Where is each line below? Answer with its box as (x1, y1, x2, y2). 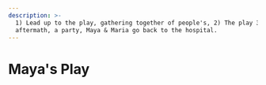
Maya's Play (8, 60, 90, 78)
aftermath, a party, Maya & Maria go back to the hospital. (15, 26, 218, 34)
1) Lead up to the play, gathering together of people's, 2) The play (15, 19, 253, 27)
